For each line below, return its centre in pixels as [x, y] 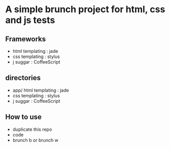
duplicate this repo [32, 129]
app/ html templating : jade [41, 90]
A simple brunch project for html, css [85, 9]
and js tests [30, 20]
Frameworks [26, 39]
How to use [23, 117]
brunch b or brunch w [35, 140]
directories [23, 78]
